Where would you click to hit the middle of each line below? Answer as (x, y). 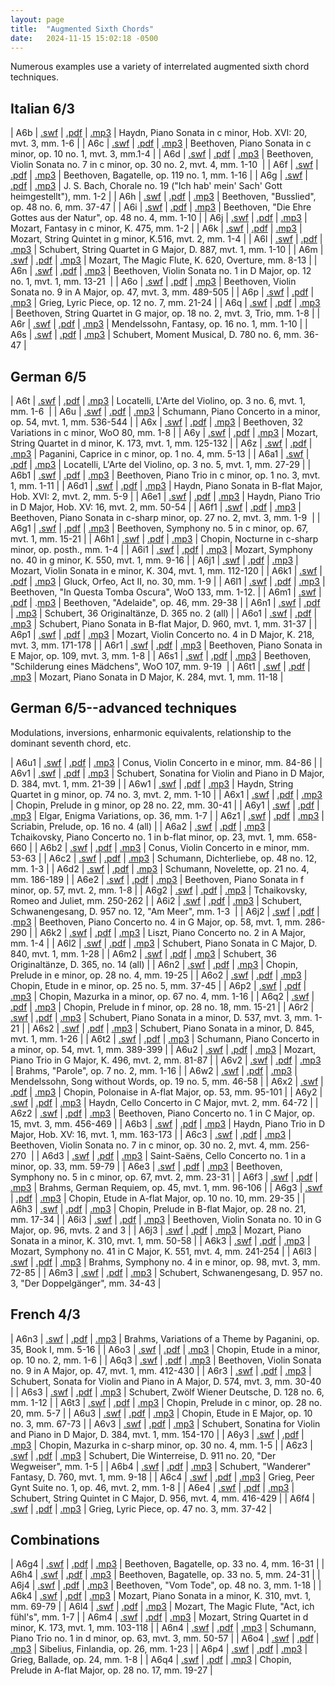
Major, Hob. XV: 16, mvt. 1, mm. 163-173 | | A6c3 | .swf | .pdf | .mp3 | (151, 1134)
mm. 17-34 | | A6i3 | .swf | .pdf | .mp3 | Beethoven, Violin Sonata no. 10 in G (166, 1219)
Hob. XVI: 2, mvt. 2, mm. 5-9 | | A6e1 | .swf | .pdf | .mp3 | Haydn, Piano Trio (165, 496)
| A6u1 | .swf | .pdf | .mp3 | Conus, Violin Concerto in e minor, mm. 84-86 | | (166, 762)
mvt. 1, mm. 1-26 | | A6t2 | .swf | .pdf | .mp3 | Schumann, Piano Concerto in (165, 1038)
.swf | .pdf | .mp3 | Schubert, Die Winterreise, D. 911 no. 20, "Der (143, 1455)
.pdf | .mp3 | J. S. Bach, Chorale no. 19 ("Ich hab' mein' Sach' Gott (146, 186)
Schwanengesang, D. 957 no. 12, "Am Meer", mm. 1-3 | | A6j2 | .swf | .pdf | (165, 911)
